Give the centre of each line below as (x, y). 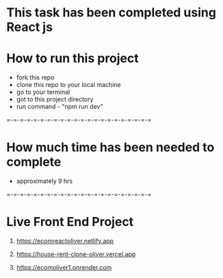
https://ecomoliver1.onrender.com (64, 267)
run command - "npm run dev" (60, 107)
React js (29, 27)
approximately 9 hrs (44, 181)
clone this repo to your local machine (68, 85)
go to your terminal (43, 92)
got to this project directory (55, 99)
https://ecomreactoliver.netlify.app (65, 241)
